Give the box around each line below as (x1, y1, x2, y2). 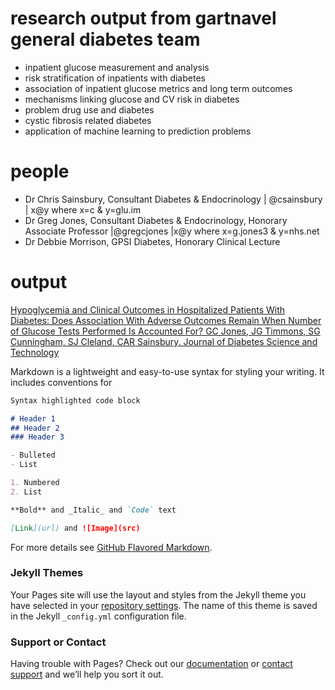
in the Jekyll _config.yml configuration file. (10, 610, 187, 622)
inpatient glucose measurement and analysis (24, 61, 210, 73)
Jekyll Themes (10, 566, 84, 580)
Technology (10, 346, 60, 358)
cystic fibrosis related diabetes (24, 114, 152, 126)
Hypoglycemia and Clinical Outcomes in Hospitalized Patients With (10, 303, 286, 316)
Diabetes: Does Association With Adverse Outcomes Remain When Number (10, 314, 322, 326)
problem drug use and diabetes (24, 103, 155, 116)
